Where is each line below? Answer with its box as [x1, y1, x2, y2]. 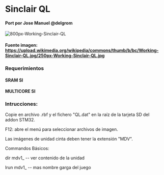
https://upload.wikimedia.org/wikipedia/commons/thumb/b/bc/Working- [5, 47, 159, 53]
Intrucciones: [5, 101, 38, 108]
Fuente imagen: [5, 42, 38, 48]
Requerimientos [5, 65, 44, 72]
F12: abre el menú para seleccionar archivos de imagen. [5, 126, 118, 132]
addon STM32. [5, 117, 35, 123]
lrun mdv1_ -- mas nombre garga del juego [5, 165, 91, 171]
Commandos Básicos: [5, 146, 50, 151]
